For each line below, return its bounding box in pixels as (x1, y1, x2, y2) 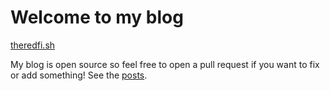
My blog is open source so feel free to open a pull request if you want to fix (10, 58, 320, 70)
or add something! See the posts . (10, 69, 148, 81)
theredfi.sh (10, 39, 56, 51)
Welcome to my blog (10, 6, 184, 29)
